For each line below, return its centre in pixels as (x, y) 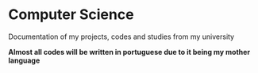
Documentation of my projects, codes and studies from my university (121, 36)
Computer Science (71, 15)
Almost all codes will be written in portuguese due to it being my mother (129, 52)
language (24, 60)
